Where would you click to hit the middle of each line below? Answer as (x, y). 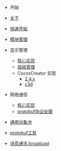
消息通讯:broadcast (30, 143)
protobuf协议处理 (35, 111)
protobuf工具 (23, 133)
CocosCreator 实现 (36, 73)
